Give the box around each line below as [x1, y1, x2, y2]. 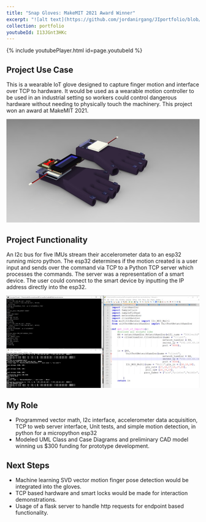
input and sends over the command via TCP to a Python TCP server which [6, 264, 194, 271]
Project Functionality [6, 235, 88, 245]
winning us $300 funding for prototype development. [15, 442, 150, 450]
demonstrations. [15, 496, 57, 503]
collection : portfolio [6, 23, 64, 29]
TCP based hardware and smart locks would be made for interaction [15, 489, 188, 496]
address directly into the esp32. [6, 284, 87, 290]
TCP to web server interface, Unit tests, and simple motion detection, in [15, 423, 196, 430]
